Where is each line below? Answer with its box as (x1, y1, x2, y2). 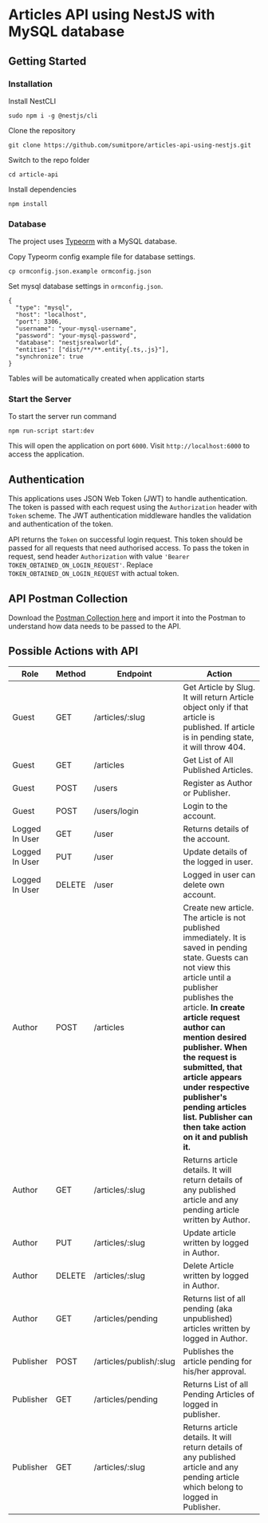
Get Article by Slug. (183, 681, 255, 692)
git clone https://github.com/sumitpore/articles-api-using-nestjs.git (8, 141, 251, 149)
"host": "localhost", (15, 311, 88, 319)
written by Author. (183, 1214, 250, 1225)
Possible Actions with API (8, 645, 139, 658)
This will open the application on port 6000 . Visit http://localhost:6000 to (8, 441, 250, 451)
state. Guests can (183, 952, 249, 963)
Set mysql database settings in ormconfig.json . (8, 282, 164, 291)
